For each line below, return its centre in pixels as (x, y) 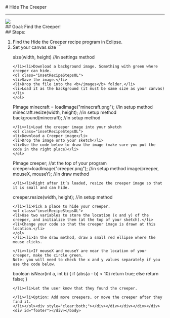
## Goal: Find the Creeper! (33, 27)
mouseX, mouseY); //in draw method (51, 174)
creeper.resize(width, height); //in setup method (62, 197)
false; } (20, 279)
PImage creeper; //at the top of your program (60, 163)
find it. (22, 302)
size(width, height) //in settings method (54, 57)
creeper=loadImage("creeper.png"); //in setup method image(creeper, (86, 168)
